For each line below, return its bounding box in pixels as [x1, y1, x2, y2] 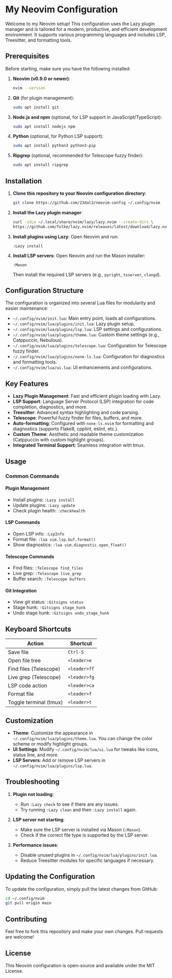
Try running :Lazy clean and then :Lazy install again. [20, 806, 137, 813]
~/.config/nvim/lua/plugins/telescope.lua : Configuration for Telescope [12, 343, 167, 349]
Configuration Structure [5, 286, 84, 295]
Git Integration [5, 587, 37, 594]
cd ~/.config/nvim [5, 896, 45, 901]
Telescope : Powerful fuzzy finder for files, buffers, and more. [12, 415, 143, 421]
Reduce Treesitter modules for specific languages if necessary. [20, 857, 155, 863]
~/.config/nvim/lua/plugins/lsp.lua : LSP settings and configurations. [12, 326, 163, 333]
